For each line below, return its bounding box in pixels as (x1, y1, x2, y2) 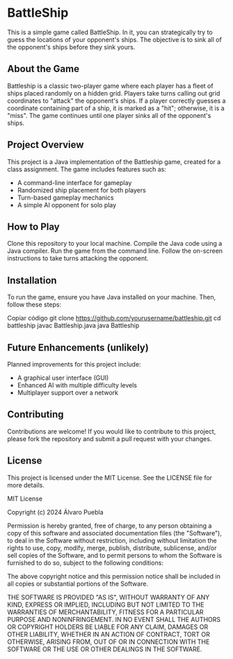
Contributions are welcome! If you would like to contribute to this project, (7, 427, 216, 436)
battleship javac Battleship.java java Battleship (7, 321, 140, 329)
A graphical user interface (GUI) (17, 373, 109, 382)
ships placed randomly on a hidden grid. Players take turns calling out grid (7, 89, 220, 97)
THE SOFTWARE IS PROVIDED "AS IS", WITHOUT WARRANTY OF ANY (7, 593, 210, 601)
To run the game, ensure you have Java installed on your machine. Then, (7, 293, 216, 302)
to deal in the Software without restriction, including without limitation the (7, 536, 217, 545)
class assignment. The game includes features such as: (7, 165, 167, 173)
